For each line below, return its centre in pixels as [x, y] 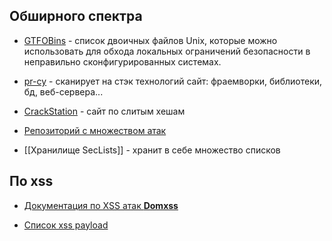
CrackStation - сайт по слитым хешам [104, 111]
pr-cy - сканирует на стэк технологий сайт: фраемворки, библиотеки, [173, 81]
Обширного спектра [76, 16]
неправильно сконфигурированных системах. [122, 61]
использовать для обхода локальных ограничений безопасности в [167, 51]
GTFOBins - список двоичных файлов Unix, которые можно [150, 40]
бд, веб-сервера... [63, 91]
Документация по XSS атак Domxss [101, 205]
